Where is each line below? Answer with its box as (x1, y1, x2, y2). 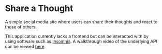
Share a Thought (5, 3, 74, 14)
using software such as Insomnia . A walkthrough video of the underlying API (5, 38, 158, 44)
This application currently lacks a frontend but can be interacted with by (5, 33, 149, 39)
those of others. (5, 24, 37, 29)
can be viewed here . (5, 43, 46, 49)
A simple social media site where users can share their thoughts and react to (5, 19, 158, 25)
